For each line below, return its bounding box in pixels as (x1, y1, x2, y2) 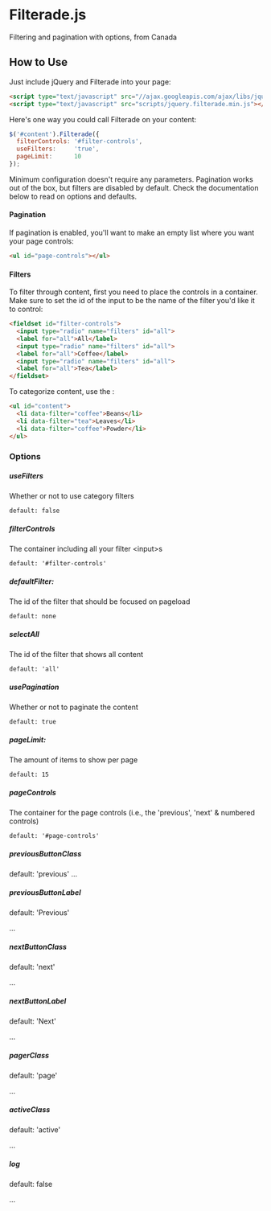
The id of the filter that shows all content (9, 650, 144, 659)
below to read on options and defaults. (9, 191, 138, 201)
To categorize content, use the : (9, 387, 115, 396)
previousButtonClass (9, 848, 82, 858)
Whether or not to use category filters (9, 491, 135, 501)
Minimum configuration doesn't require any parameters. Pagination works (9, 174, 254, 184)
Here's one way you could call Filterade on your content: (9, 114, 197, 124)
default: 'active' (9, 1125, 61, 1135)
